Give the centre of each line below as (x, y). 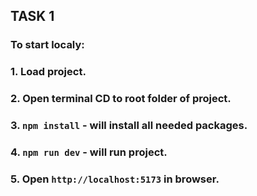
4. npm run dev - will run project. (89, 152)
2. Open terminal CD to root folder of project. (121, 99)
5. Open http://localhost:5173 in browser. (115, 179)
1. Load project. (48, 72)
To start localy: (47, 45)
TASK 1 (32, 16)
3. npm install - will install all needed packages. (129, 126)
